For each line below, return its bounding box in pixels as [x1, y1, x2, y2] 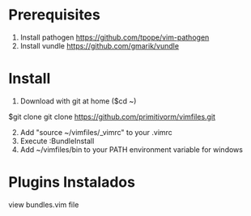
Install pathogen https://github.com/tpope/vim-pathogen [19, 32, 210, 42]
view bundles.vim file [8, 200, 79, 210]
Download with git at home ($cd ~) [19, 95, 137, 106]
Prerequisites [8, 6, 101, 24]
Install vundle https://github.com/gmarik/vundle [19, 40, 180, 50]
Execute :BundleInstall [19, 136, 95, 146]
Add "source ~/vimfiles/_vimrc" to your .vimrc [19, 127, 172, 137]
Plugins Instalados [8, 173, 136, 192]
